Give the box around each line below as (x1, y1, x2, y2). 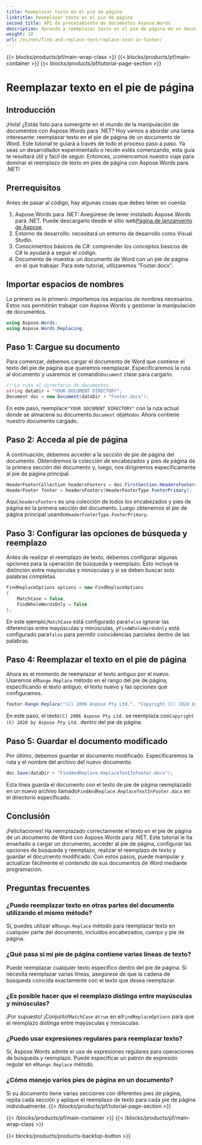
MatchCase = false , (17, 596, 66, 602)
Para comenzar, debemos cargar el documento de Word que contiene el (6, 358, 185, 365)
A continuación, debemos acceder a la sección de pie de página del (6, 451, 174, 458)
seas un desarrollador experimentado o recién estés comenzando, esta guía (6, 146, 195, 154)
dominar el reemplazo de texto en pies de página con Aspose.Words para (6, 159, 188, 166)
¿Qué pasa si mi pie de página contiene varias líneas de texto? (6, 950, 191, 958)
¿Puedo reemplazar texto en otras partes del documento (6, 901, 174, 909)
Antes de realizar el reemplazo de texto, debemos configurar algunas (6, 554, 178, 561)
